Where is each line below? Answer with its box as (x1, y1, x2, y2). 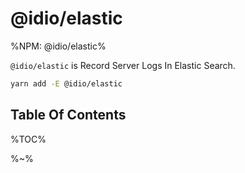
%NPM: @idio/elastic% (10, 40, 107, 52)
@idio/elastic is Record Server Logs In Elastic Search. (10, 59, 236, 71)
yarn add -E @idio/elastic (10, 78, 123, 89)
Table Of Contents (10, 107, 127, 124)
